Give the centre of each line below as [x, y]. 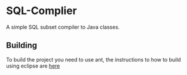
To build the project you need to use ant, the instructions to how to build [93, 59]
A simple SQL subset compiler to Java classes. [63, 27]
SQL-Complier [42, 11]
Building [22, 45]
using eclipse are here [33, 66]
